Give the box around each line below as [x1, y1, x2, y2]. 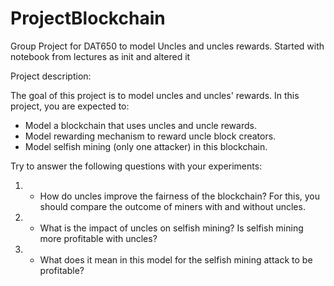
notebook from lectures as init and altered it [10, 50, 191, 62]
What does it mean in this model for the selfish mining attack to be [39, 253, 313, 266]
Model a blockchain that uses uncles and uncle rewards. [24, 119, 257, 131]
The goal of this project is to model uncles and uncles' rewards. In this [10, 89, 300, 101]
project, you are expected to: [10, 100, 130, 112]
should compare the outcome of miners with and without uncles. [39, 200, 306, 212]
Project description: [10, 70, 92, 82]
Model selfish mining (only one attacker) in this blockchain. [24, 140, 268, 152]
